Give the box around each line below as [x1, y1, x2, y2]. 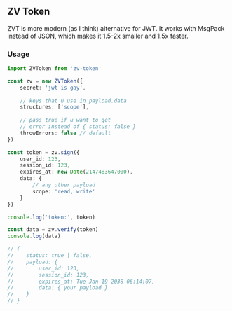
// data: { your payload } [7, 284, 109, 291]
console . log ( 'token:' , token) [7, 214, 96, 221]
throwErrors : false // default [20, 130, 111, 137]
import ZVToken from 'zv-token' [7, 65, 102, 72]
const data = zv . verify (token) [7, 226, 99, 233]
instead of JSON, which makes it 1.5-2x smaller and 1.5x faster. [7, 32, 189, 40]
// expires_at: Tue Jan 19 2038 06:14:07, [7, 278, 156, 285]
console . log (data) [7, 233, 61, 240]
